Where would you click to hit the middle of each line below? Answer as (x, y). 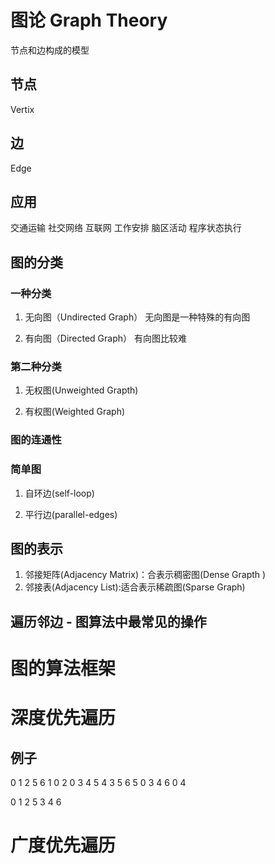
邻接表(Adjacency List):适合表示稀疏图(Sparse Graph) (135, 587)
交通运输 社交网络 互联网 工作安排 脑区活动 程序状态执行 (126, 228)
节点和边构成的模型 (50, 50)
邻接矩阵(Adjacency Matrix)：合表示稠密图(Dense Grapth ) (145, 575)
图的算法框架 (63, 668)
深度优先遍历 (63, 718)
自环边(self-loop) (59, 493)
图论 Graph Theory (89, 20)
